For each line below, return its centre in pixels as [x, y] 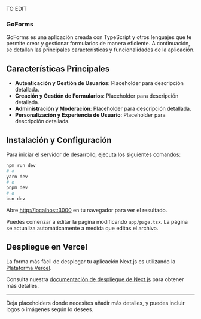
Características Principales [58, 69]
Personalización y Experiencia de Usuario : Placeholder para [90, 115]
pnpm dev [17, 188]
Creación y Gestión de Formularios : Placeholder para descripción [97, 96]
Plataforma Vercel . [29, 268]
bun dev [16, 199]
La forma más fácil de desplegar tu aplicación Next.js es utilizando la [91, 261]
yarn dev [17, 177]
